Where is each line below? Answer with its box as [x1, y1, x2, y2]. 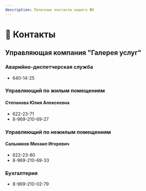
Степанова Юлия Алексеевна [5, 100, 70, 106]
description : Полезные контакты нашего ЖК [5, 7, 94, 12]
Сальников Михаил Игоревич [5, 141, 70, 147]
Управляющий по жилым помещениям [5, 87, 105, 94]
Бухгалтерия [5, 170, 38, 177]
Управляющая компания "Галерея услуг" [5, 48, 142, 57]
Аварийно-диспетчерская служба [5, 63, 93, 70]
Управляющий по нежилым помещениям [5, 128, 111, 135]
